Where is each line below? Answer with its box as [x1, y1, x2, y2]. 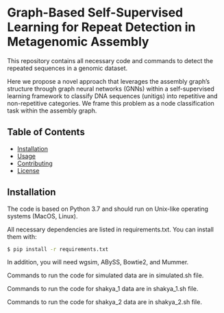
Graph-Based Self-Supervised [7, 5, 184, 21]
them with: [7, 232, 37, 241]
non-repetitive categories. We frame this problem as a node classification [7, 99, 214, 107]
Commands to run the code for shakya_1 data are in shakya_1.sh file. [7, 285, 199, 293]
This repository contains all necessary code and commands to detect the [7, 56, 214, 65]
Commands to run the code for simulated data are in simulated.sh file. [7, 271, 204, 279]
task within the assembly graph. [7, 106, 97, 115]
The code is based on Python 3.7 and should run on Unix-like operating [7, 205, 209, 213]
